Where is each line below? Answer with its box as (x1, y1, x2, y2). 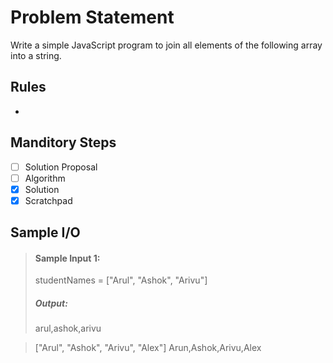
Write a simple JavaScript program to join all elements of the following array (10, 39, 323, 51)
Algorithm (24, 172, 66, 184)
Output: (34, 297, 68, 309)
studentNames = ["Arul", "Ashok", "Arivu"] (34, 274, 208, 286)
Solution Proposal (24, 161, 98, 173)
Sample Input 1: (34, 252, 101, 264)
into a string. (10, 49, 62, 61)
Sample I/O (10, 224, 81, 241)
